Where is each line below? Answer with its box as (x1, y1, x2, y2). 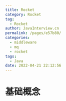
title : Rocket (5, 7, 35, 12)
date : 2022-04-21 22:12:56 (5, 63, 61, 68)
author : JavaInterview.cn (5, 26, 59, 31)
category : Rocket (5, 12, 41, 17)
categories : (5, 35, 30, 40)
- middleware (9, 40, 37, 45)
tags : (5, 53, 16, 59)
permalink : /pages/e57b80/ (5, 30, 61, 35)
